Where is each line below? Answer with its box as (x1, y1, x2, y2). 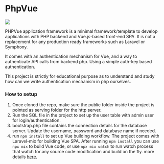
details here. (12, 154, 38, 160)
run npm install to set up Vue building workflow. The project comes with (12, 133, 160, 139)
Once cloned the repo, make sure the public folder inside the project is (12, 102, 155, 108)
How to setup (5, 91, 38, 97)
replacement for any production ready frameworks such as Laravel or (5, 39, 145, 45)
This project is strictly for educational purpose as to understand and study (5, 73, 155, 79)
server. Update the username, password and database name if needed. (12, 128, 156, 134)
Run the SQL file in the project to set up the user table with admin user (12, 112, 154, 118)
